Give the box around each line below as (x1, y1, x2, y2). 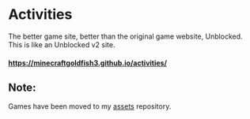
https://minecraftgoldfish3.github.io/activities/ (8, 58, 168, 68)
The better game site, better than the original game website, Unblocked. (8, 32, 243, 41)
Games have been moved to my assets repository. (8, 102, 172, 111)
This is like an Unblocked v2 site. (8, 39, 116, 49)
